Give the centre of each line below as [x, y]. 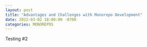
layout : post [19, 10]
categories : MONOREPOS [29, 24]
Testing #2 [17, 39]
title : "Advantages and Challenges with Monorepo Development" [74, 15]
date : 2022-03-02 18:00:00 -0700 [41, 19]
